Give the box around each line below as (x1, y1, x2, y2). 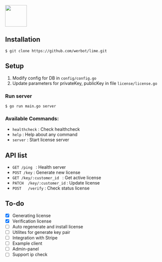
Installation (5, 36, 40, 44)
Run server (5, 92, 32, 99)
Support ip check (12, 252, 48, 258)
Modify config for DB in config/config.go (12, 75, 97, 81)
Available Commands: (5, 115, 59, 122)
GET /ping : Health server (12, 164, 66, 170)
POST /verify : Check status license (12, 185, 90, 191)
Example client (12, 240, 42, 246)
